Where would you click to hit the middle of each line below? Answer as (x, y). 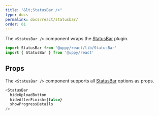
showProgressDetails (31, 104)
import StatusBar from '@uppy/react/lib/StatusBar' (61, 48)
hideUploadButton (28, 95)
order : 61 (16, 24)
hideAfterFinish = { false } (36, 100)
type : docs (17, 15)
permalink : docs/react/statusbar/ (42, 19)
